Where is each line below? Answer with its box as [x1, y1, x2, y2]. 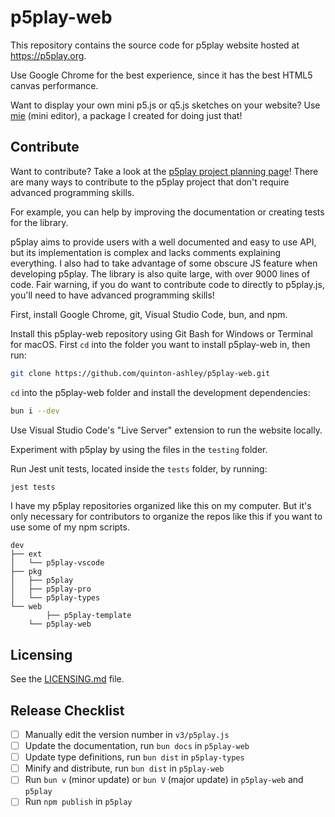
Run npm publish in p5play [24, 796, 133, 808]
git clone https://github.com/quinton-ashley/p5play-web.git [10, 368, 271, 378]
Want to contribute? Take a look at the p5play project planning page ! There [10, 165, 319, 177]
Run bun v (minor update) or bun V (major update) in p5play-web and [24, 774, 304, 786]
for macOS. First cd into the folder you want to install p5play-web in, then [10, 338, 311, 350]
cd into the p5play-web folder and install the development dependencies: [10, 386, 311, 398]
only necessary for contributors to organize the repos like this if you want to [10, 511, 323, 523]
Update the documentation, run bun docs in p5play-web [24, 740, 250, 752]
